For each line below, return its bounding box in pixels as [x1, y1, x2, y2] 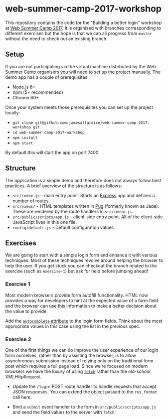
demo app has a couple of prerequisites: [5, 74, 89, 80]
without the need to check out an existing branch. [5, 36, 108, 42]
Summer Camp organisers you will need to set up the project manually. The [5, 69, 161, 75]
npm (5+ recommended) [12, 89, 64, 95]
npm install [12, 135, 38, 141]
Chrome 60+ [12, 94, 39, 100]
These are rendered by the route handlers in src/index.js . [12, 208, 133, 214]
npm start [12, 141, 34, 146]
